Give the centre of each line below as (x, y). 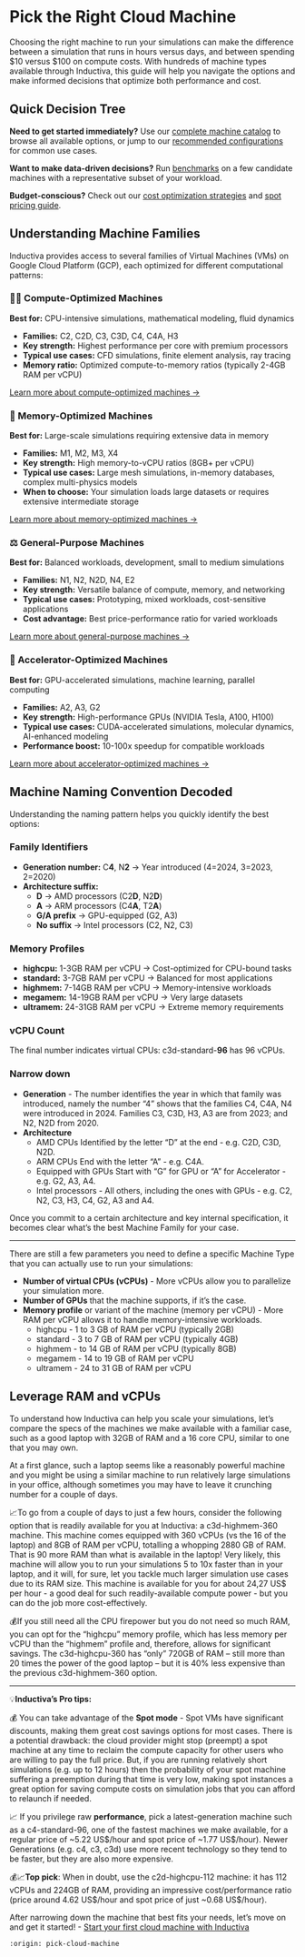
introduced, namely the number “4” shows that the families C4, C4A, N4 (157, 1104)
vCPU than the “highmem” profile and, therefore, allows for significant (140, 1643)
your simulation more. (63, 1290)
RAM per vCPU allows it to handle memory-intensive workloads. (142, 1319)
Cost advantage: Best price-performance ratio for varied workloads (150, 619)
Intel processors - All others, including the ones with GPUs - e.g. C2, (164, 1190)
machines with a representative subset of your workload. (116, 177)
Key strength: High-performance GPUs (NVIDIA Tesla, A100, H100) (148, 717)
